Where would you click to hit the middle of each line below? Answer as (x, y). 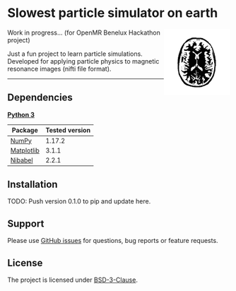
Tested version (68, 130)
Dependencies (40, 98)
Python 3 (21, 114)
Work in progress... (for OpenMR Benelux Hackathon (84, 32)
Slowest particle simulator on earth (113, 13)
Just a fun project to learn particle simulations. (75, 54)
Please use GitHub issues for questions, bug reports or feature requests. (113, 241)
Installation (33, 184)
